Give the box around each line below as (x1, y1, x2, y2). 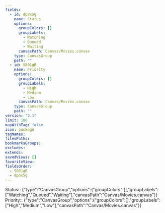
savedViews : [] (5, 155, 37, 160)
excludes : (5, 146, 26, 151)
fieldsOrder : (5, 164, 32, 169)
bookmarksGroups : (5, 141, 41, 146)
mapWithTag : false (5, 122, 43, 127)
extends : (5, 150, 23, 155)
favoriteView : (5, 159, 35, 164)
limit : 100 (5, 117, 28, 123)
